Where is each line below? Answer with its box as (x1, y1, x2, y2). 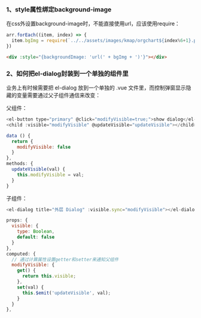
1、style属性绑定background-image (6, 5, 112, 13)
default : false (17, 234, 55, 241)
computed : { (6, 251, 36, 257)
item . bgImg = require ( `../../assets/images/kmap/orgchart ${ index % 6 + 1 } (11, 38, 191, 44)
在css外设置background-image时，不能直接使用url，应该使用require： (6, 20, 181, 28)
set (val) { (17, 284, 44, 290)
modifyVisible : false (17, 144, 71, 150)
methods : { (6, 161, 33, 167)
